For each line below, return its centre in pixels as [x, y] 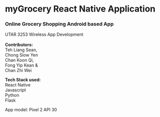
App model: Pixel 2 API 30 [31, 110]
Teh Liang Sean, [21, 50]
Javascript [16, 90]
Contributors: [19, 45]
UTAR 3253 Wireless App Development [44, 34]
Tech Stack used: [23, 80]
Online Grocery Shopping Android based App [59, 24]
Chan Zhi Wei [18, 71]
